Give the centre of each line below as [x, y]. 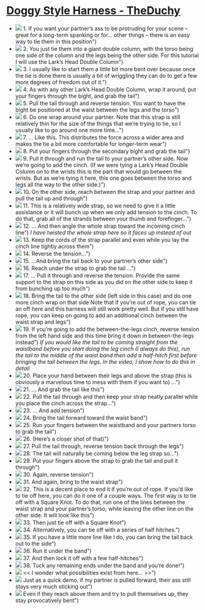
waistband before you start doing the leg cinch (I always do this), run [102, 349]
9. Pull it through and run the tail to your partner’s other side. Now [106, 158]
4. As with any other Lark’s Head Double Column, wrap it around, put [110, 89]
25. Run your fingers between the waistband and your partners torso [110, 425]
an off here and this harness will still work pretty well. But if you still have [107, 309]
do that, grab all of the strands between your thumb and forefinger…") [103, 218]
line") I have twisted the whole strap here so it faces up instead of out [103, 232]
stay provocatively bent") [47, 600]
